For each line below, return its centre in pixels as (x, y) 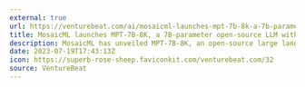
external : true (38, 18)
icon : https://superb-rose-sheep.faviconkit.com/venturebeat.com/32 (142, 60)
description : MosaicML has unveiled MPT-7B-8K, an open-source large (144, 43)
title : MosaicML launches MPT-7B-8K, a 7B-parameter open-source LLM (144, 34)
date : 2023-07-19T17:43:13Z (63, 52)
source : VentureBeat (49, 69)
